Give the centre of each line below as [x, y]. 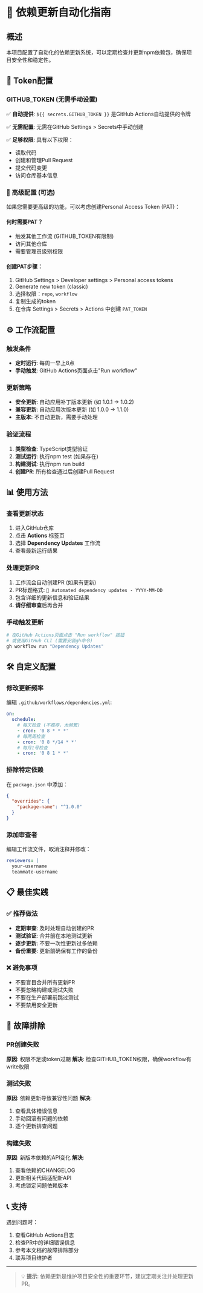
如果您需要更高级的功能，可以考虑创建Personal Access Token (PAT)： [93, 206]
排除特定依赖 [25, 770]
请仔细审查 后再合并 [39, 605]
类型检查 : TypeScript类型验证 [51, 449]
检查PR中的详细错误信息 [45, 1242]
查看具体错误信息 [36, 1111]
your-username [29, 866]
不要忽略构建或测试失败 [44, 990]
